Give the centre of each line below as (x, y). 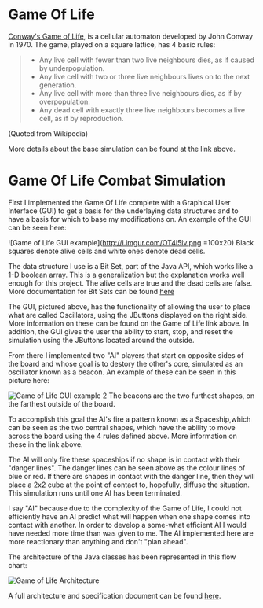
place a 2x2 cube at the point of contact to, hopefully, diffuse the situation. (129, 485)
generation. (58, 85)
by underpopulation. (72, 68)
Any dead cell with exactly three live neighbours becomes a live (142, 110)
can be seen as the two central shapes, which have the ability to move (122, 427)
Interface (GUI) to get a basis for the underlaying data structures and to (123, 211)
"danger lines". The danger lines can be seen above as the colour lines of (127, 468)
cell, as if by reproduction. (81, 118)
